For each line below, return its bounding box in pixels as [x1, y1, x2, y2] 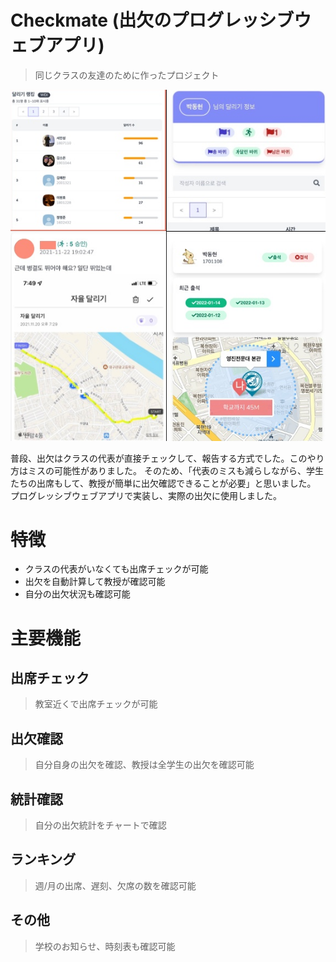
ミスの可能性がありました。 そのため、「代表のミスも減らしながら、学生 [27, 464, 324, 476]
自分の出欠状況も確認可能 [24, 588, 131, 600]
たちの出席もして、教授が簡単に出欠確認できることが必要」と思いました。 [10, 477, 317, 489]
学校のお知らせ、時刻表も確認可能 [34, 940, 176, 952]
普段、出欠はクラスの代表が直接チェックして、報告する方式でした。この [10, 452, 308, 464]
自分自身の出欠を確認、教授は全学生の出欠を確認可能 [34, 759, 255, 771]
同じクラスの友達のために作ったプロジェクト [34, 69, 220, 81]
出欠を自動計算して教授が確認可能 [24, 576, 166, 588]
